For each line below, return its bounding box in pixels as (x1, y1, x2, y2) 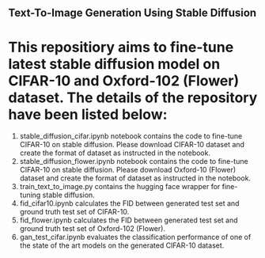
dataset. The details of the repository (8, 89, 258, 106)
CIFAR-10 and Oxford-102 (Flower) (8, 71, 240, 89)
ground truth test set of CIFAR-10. (19, 207, 130, 217)
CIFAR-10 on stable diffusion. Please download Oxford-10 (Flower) (19, 165, 237, 175)
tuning (19, 190, 41, 200)
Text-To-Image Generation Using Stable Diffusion (8, 6, 257, 20)
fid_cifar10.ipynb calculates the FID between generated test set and (19, 199, 240, 208)
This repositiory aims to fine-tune (8, 38, 234, 56)
